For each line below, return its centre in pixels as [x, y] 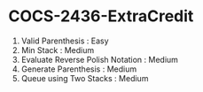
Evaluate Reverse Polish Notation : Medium [100, 59]
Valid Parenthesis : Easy [65, 41]
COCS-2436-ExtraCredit [101, 16]
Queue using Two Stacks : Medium [85, 78]
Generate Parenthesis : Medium [79, 69]
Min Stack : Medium [58, 50]
